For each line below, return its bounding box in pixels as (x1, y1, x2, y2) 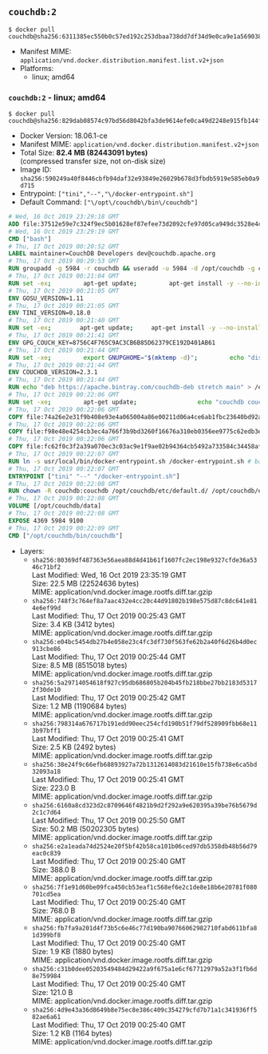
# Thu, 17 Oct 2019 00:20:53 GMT (8, 257, 120, 266)
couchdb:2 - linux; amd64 (8, 92, 106, 103)
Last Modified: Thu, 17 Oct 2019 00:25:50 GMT (31, 815, 186, 825)
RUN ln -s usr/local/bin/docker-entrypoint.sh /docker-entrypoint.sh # (8, 457, 251, 465)
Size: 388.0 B (31, 865, 76, 874)
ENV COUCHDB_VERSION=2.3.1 (8, 369, 98, 377)
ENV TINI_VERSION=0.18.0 (8, 309, 91, 318)
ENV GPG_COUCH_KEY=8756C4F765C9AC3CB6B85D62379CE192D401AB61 (8, 338, 216, 346)
